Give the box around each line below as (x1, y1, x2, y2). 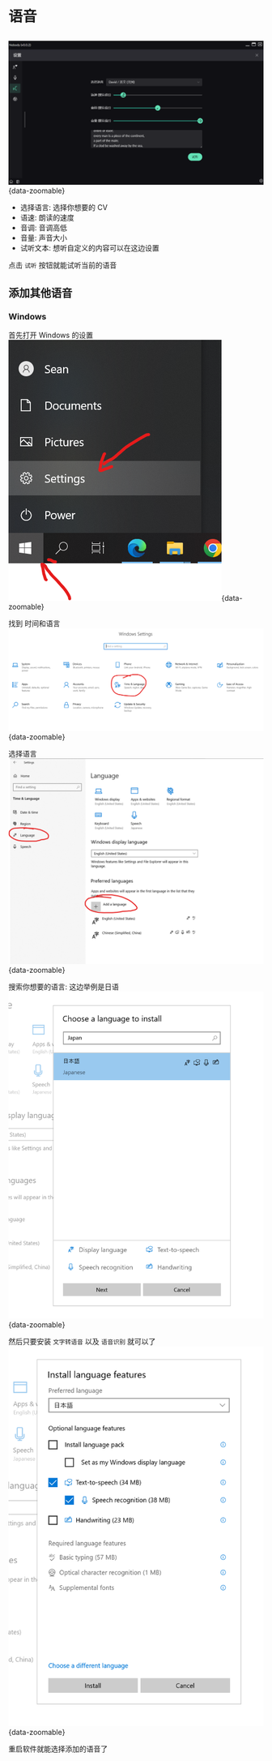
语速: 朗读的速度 (19, 212, 74, 222)
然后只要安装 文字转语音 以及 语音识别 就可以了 (8, 1337, 156, 1346)
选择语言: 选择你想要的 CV (19, 202, 108, 212)
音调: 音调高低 (19, 222, 67, 232)
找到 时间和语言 (8, 619, 61, 628)
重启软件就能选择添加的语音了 (8, 1744, 108, 1754)
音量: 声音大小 (19, 233, 67, 242)
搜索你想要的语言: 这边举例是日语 (8, 982, 119, 992)
